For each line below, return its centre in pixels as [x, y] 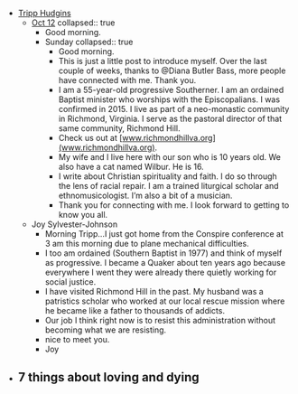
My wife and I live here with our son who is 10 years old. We [170, 157]
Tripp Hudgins [44, 13]
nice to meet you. [77, 339]
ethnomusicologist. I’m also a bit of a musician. [145, 195]
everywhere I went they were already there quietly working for [161, 272]
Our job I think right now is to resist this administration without [160, 320]
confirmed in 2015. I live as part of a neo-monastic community [174, 109]
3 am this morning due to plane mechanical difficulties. [147, 244]
